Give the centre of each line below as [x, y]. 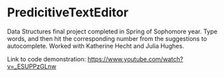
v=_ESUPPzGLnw [32, 66]
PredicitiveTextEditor [68, 13]
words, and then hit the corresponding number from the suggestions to [107, 38]
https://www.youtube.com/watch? [136, 59]
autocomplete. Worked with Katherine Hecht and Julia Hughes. [96, 46]
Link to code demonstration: [47, 59]
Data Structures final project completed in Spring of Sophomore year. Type [112, 31]
